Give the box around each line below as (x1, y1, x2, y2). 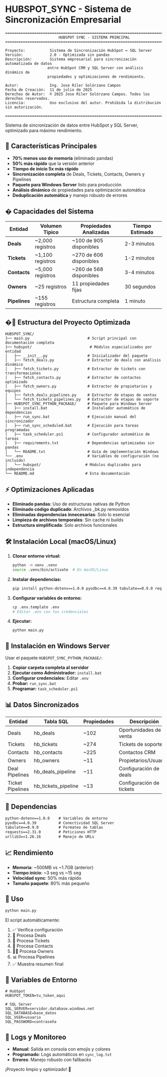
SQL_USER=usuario (5, 1015, 41, 1020)
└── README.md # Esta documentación (5, 471, 130, 476)
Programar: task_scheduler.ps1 (12, 686, 78, 692)
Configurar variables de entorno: (12, 595, 82, 601)
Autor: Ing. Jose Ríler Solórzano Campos (5, 83, 121, 88)
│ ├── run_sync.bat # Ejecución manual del (5, 415, 137, 420)
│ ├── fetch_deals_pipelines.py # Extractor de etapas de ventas (5, 393, 157, 398)
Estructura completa (72, 298, 120, 305)
